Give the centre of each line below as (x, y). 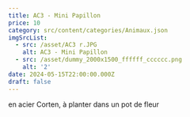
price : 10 (25, 23)
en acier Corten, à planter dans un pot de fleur (84, 104)
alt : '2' (37, 67)
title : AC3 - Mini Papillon (55, 15)
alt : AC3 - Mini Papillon (65, 52)
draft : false (30, 81)
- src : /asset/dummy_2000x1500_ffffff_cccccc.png (99, 60)
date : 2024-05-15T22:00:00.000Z (61, 74)
